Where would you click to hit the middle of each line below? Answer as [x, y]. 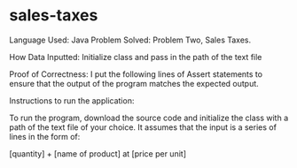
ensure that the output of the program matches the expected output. [134, 83]
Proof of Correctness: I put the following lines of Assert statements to [136, 74]
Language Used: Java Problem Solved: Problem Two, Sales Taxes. [130, 40]
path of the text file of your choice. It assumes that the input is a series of [143, 127]
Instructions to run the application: [72, 100]
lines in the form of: [45, 136]
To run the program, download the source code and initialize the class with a [149, 118]
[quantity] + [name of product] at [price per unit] [98, 153]
